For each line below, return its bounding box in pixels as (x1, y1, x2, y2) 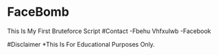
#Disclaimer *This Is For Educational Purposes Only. (7, 40, 156, 48)
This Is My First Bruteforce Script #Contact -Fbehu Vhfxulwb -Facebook (7, 27, 211, 35)
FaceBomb (7, 4, 70, 20)
